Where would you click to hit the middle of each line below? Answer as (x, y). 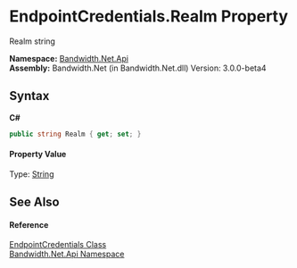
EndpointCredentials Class (58, 245)
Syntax (29, 96)
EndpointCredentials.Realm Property (148, 17)
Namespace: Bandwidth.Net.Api (69, 58)
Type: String (32, 174)
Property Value (38, 155)
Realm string (33, 41)
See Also (34, 202)
